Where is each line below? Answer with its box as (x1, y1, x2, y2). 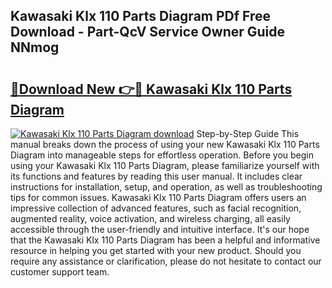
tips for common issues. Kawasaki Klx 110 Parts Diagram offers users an (10, 192, 307, 203)
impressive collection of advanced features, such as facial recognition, (10, 202, 302, 214)
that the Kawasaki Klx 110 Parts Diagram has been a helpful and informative (10, 234, 321, 246)
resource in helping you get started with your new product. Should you (10, 245, 302, 256)
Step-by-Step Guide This (196, 128, 300, 139)
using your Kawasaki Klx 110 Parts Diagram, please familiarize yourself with (10, 160, 320, 171)
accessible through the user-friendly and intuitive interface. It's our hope (10, 224, 310, 235)
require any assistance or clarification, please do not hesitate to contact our (10, 255, 322, 267)
